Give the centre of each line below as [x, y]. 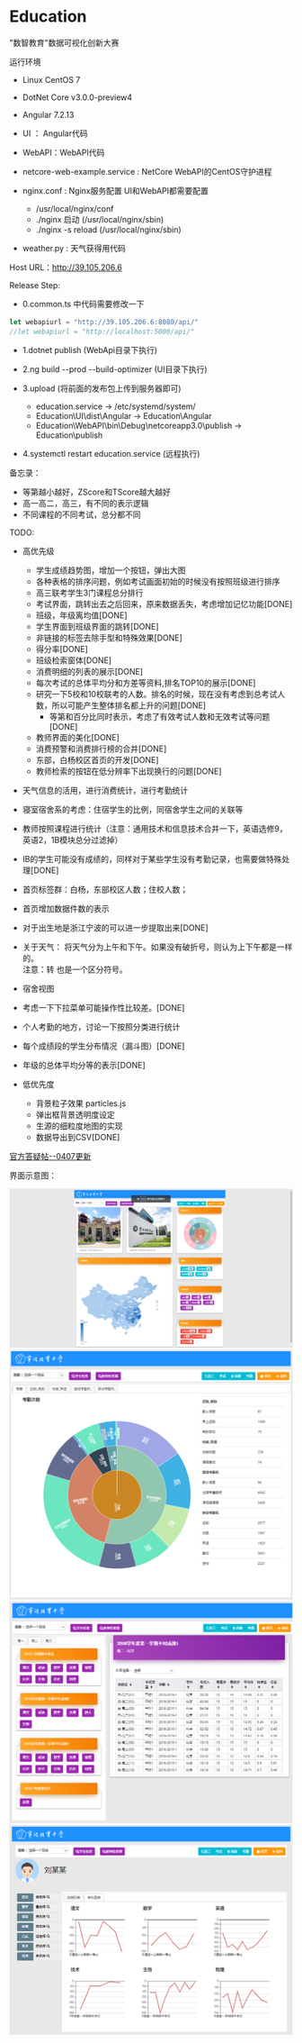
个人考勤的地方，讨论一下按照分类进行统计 [101, 1026]
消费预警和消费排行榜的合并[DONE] [101, 749]
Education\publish [69, 435]
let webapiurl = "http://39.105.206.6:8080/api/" [104, 322]
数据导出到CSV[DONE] [78, 1137]
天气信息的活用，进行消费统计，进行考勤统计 [105, 790]
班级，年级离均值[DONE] [81, 615]
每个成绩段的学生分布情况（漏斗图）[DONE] [103, 1046]
